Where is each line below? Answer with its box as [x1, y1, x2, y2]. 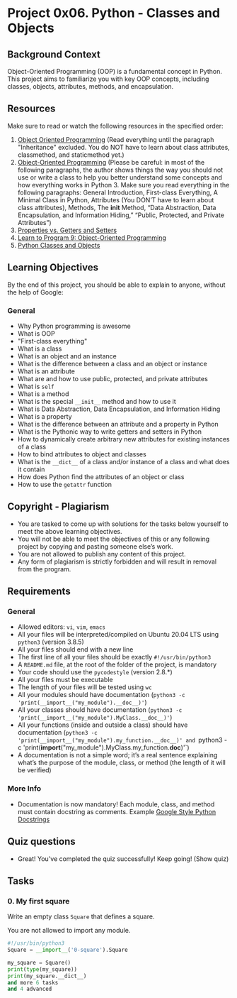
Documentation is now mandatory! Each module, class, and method [17, 800, 215, 808]
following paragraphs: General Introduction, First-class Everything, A [17, 188, 218, 197]
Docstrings [17, 815, 50, 823]
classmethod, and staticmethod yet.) [17, 150, 125, 159]
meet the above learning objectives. [17, 527, 122, 535]
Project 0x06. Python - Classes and [7, 5, 221, 21]
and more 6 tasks [7, 979, 59, 986]
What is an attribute [17, 367, 76, 375]
